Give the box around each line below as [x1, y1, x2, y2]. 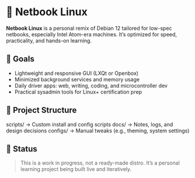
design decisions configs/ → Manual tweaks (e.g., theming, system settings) [6, 127, 190, 134]
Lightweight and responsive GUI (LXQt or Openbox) [14, 70, 139, 77]
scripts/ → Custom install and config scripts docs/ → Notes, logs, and [6, 121, 173, 128]
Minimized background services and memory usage [14, 76, 140, 83]
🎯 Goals [6, 54, 35, 64]
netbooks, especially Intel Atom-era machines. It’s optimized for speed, [6, 30, 177, 37]
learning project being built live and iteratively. [20, 166, 132, 173]
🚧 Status [6, 143, 38, 154]
